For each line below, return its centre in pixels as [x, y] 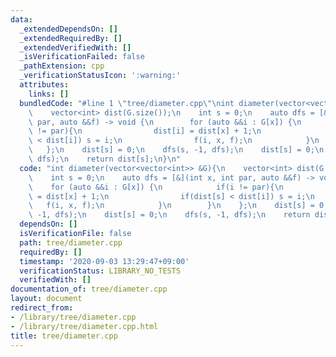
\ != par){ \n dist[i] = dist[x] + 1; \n [145, 131]
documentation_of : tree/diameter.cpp [89, 289]
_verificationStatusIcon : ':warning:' [100, 76]
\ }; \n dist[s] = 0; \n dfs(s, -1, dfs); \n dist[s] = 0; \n [176, 150]
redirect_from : [42, 308]
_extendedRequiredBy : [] [71, 38]
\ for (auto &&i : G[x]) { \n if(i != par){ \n [156, 187]
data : [21, 19]
